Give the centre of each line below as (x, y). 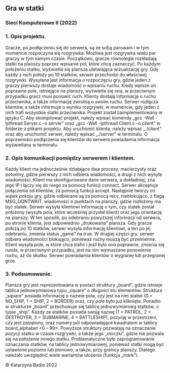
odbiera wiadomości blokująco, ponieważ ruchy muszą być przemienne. (81, 239)
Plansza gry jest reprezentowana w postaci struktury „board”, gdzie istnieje (84, 285)
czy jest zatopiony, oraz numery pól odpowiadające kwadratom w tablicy (81, 323)
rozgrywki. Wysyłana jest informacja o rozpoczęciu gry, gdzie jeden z (78, 80)
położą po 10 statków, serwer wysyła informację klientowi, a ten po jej (78, 228)
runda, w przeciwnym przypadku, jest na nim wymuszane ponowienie (78, 250)
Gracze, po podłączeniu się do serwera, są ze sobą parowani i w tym (77, 47)
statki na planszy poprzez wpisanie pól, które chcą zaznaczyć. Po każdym (83, 64)
